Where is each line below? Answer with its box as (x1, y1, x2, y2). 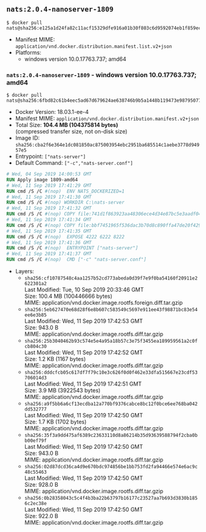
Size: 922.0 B (24, 512, 58, 520)
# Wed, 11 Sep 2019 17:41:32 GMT (6, 205, 92, 211)
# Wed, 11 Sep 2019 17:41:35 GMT (6, 228, 92, 234)
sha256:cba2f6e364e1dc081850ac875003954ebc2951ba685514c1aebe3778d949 (15, 142, 200, 148)
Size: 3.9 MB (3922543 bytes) (24, 387, 101, 394)
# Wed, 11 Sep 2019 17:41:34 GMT (6, 217, 92, 223)
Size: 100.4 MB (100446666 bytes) (24, 292, 113, 300)
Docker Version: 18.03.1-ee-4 (15, 108, 89, 116)
